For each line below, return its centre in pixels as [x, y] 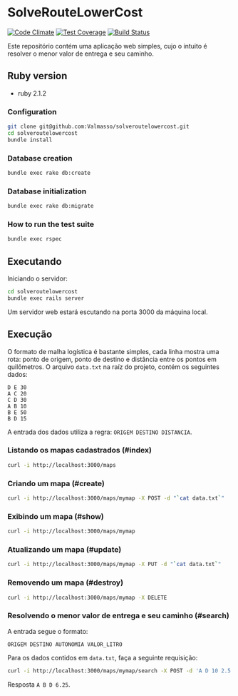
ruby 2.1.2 [32, 93]
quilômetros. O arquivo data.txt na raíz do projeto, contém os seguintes [113, 367]
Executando [35, 261]
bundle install [30, 140]
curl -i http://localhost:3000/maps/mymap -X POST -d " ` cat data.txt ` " [116, 498]
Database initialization [47, 191]
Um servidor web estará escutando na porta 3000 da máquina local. [108, 312]
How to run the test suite [51, 224]
